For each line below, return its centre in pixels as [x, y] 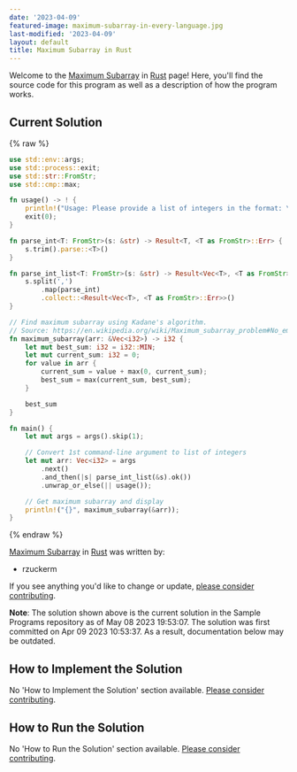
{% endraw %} [36, 535]
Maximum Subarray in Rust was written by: [87, 552]
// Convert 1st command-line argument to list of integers [136, 452]
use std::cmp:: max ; [45, 184]
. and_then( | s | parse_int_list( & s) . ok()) [116, 477]
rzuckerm [39, 569]
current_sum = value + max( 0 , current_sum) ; [124, 372]
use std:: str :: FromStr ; [53, 176]
